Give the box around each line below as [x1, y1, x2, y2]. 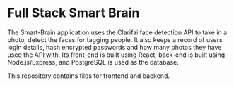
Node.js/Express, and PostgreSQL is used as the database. [7, 58, 179, 66]
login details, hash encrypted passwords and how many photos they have [7, 43, 222, 51]
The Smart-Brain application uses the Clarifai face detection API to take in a [7, 28, 228, 36]
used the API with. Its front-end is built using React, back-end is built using [7, 51, 226, 59]
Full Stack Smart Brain [7, 5, 140, 21]
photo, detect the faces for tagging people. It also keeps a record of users [7, 35, 223, 43]
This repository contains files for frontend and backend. [7, 72, 170, 80]
